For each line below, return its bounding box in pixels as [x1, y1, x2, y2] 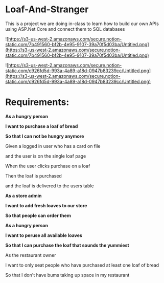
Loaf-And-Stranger [5, 4, 89, 15]
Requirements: [5, 96, 69, 108]
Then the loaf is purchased [5, 172, 62, 179]
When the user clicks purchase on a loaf [5, 163, 90, 169]
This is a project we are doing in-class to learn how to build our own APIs [5, 20, 159, 27]
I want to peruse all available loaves [5, 232, 83, 238]
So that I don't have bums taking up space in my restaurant [5, 272, 130, 278]
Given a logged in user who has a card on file [5, 143, 101, 149]
